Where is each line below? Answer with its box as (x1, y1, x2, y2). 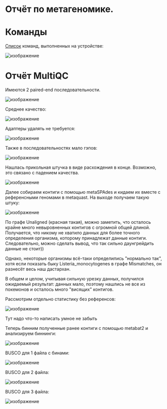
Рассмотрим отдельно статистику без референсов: (5, 296, 116, 302)
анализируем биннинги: (5, 330, 56, 336)
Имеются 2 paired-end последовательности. (5, 87, 101, 93)
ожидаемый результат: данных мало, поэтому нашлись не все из (5, 281, 145, 287)
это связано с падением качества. (5, 170, 79, 176)
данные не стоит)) (5, 246, 44, 252)
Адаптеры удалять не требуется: (5, 126, 75, 132)
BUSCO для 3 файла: (5, 389, 49, 395)
